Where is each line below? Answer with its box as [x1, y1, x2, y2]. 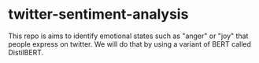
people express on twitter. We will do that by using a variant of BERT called [8, 39, 252, 48]
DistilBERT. [8, 47, 44, 57]
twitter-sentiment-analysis [8, 5, 189, 23]
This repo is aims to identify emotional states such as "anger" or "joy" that [8, 31, 249, 40]
